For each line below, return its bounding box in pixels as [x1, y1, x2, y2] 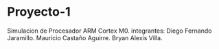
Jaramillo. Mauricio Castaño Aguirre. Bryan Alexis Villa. [7, 33, 163, 42]
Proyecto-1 [7, 4, 71, 20]
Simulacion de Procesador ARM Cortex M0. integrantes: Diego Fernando [7, 27, 212, 35]
